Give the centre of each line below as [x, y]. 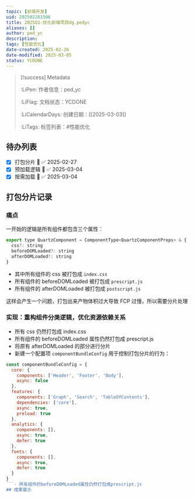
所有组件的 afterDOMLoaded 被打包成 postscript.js [78, 288]
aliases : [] [20, 28]
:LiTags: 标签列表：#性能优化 [55, 127]
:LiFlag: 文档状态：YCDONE [53, 102]
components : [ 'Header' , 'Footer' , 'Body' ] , [70, 376]
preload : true [34, 414]
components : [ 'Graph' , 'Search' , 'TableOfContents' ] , [83, 397]
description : [22, 39]
